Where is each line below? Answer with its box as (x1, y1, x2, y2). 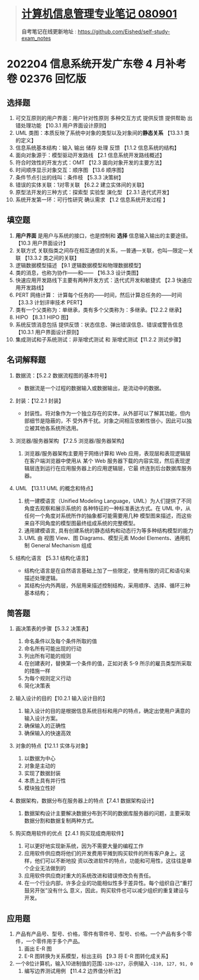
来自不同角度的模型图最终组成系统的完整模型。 (24, 519, 139, 527)
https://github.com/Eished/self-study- (77, 28, 171, 35)
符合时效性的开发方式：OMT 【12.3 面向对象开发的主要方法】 (15, 158, 165, 166)
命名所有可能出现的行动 (24, 645, 82, 652)
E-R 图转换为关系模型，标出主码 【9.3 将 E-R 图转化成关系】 (24, 953, 171, 960)
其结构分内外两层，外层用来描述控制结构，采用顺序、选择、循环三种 (24, 582, 191, 589)
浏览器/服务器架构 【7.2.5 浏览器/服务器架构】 (15, 437, 127, 444)
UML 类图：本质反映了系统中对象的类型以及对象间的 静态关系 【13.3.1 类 (15, 129, 190, 136)
